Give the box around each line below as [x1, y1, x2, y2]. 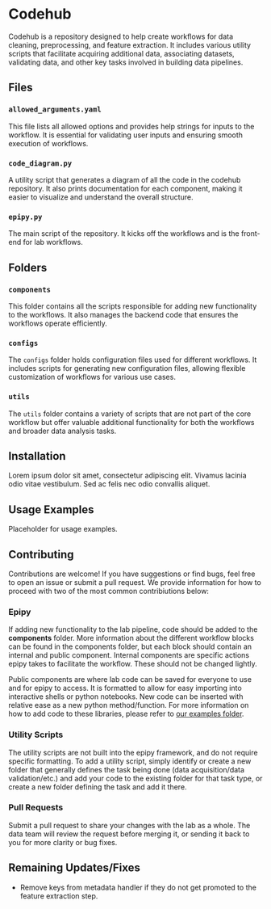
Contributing [8, 547, 74, 562]
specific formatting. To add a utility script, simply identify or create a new [8, 756, 252, 766]
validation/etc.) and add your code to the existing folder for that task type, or [8, 773, 263, 783]
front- [240, 229, 261, 238]
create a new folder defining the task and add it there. [8, 781, 187, 792]
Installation [8, 449, 66, 463]
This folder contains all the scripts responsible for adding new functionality [8, 301, 257, 311]
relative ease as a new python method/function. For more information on [8, 701, 249, 710]
